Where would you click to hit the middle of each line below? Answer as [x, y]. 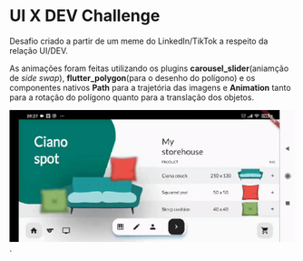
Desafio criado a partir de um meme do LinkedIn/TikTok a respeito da [139, 41]
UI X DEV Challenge [85, 16]
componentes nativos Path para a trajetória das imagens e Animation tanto [151, 87]
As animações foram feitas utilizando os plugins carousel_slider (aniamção [149, 68]
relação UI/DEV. [39, 50]
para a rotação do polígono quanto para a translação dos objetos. [132, 97]
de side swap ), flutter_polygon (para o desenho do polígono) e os [132, 77]
